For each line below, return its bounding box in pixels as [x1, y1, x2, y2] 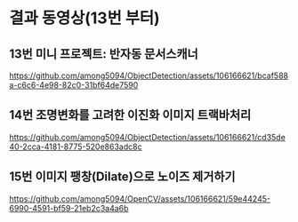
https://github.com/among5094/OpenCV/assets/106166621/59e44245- [9, 193, 271, 204]
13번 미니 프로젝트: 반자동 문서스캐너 [9, 46, 198, 61]
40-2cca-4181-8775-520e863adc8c [9, 141, 142, 152]
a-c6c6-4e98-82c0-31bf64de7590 [9, 80, 139, 90]
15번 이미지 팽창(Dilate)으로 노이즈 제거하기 [9, 170, 236, 185]
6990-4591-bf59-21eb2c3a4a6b [9, 202, 129, 213]
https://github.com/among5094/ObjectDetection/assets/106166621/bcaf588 [9, 70, 289, 81]
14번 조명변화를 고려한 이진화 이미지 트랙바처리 [9, 107, 252, 123]
